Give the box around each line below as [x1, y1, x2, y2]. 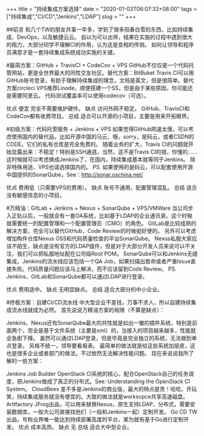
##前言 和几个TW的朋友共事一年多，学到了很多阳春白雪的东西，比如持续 [6, 26, 188, 33]
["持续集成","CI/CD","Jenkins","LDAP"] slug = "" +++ [6, 13, 137, 20]
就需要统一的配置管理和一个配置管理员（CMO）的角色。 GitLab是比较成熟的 [6, 220, 197, 227]
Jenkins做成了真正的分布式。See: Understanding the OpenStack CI [22, 378, 190, 385]
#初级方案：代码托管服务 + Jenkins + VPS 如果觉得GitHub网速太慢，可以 [6, 125, 189, 133]
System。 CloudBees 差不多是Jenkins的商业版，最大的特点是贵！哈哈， [6, 386, 186, 392]
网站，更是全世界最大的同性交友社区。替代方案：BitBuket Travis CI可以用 [11, 69, 194, 76]
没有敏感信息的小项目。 [6, 192, 65, 199]
